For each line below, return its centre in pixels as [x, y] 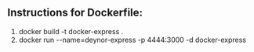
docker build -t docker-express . [71, 31]
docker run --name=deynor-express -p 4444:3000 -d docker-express [132, 40]
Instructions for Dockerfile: [75, 13]
